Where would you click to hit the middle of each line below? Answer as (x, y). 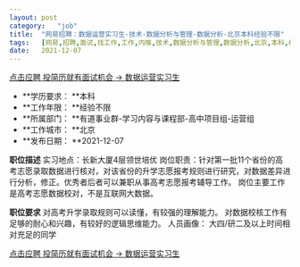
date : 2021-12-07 (46, 51)
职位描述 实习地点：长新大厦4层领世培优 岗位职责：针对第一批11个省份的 (142, 160)
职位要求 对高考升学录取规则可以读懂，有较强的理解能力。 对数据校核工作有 (148, 213)
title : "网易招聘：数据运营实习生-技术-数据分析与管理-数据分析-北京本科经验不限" (147, 34)
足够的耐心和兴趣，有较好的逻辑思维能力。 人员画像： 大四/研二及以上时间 (146, 223)
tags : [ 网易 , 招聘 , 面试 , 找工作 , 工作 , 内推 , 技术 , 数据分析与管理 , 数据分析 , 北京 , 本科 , (149, 42)
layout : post (33, 17)
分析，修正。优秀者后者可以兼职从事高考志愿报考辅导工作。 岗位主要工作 (151, 182)
